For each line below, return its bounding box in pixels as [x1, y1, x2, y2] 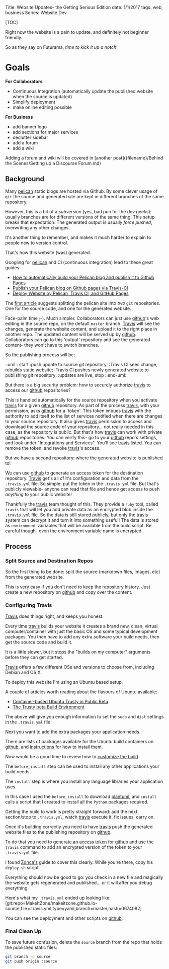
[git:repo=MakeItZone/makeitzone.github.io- [5, 900, 98, 906]
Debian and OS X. [5, 669, 42, 675]
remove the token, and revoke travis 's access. [5, 445, 101, 451]
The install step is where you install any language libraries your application [5, 778, 163, 784]
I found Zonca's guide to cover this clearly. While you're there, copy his [5, 859, 153, 865]
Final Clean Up [5, 928, 42, 935]
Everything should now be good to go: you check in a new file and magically [5, 874, 163, 880]
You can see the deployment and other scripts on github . [5, 915, 123, 921]
